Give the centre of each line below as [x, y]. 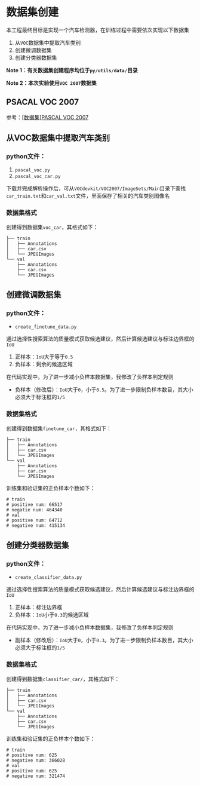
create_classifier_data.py [48, 578]
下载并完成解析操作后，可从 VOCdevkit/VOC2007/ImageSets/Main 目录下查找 [96, 188]
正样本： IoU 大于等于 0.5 [44, 357]
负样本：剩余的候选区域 [44, 364]
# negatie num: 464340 [34, 510]
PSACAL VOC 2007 [43, 102]
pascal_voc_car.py [38, 177]
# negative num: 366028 [36, 760]
